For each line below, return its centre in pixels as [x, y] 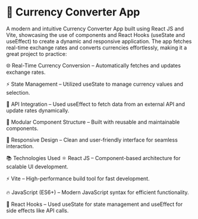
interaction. [20, 146]
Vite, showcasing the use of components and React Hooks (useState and [96, 35]
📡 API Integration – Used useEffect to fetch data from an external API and [96, 104]
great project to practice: [37, 54]
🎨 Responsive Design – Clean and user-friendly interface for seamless [92, 140]
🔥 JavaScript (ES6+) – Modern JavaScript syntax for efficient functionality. [98, 192]
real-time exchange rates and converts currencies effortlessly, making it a [97, 48]
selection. [18, 92]
